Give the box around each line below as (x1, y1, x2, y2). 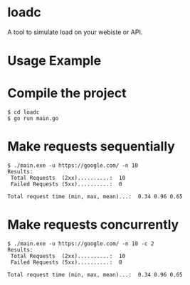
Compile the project (7, 85, 127, 102)
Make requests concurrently (7, 217, 179, 233)
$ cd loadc (7, 109, 40, 116)
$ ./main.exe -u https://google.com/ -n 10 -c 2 (7, 240, 154, 247)
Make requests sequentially (7, 139, 176, 155)
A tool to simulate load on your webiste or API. (7, 28, 143, 36)
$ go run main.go (7, 115, 59, 122)
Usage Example (7, 53, 102, 69)
